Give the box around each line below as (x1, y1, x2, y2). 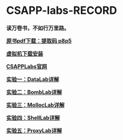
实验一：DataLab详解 (6, 75, 59, 83)
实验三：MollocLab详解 (6, 101, 65, 109)
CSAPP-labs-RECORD (6, 4, 117, 17)
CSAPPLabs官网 (6, 63, 47, 70)
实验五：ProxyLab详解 (6, 127, 62, 134)
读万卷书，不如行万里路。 (6, 24, 70, 31)
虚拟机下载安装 (6, 49, 43, 57)
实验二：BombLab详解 (6, 88, 62, 95)
